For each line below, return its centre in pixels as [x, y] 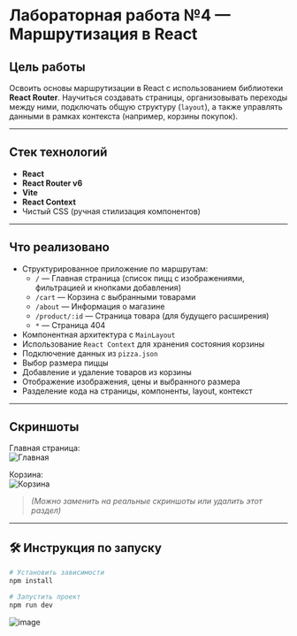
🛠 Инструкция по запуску [85, 548]
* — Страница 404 [70, 325]
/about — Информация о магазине [100, 306]
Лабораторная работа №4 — [120, 15]
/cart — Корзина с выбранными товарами [115, 296]
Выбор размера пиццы [65, 363]
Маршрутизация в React [103, 34]
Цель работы [47, 67]
